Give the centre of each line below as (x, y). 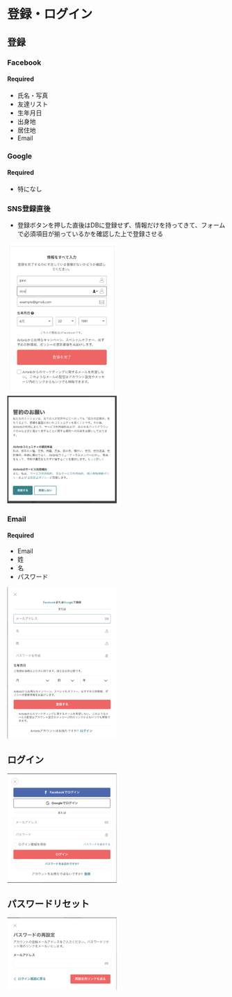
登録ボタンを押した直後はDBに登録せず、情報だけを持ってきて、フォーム (121, 225)
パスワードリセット (48, 904)
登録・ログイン (50, 14)
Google (20, 156)
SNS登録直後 (29, 208)
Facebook (24, 62)
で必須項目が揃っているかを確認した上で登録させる (90, 234)
